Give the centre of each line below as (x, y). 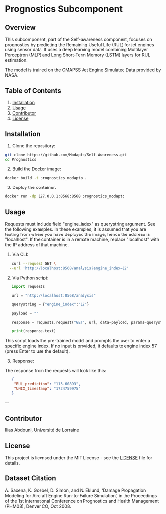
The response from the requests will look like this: (56, 370)
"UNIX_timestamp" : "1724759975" (47, 389)
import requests (28, 286)
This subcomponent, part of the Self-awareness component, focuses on (79, 39)
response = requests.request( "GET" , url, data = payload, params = (79, 323)
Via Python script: (30, 278)
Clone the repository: (34, 146)
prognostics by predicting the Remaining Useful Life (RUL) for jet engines (80, 45)
